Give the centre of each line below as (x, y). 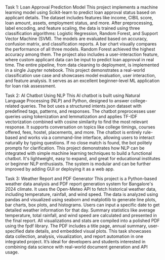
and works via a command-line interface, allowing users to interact (87, 137)
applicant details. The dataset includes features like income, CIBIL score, (79, 18)
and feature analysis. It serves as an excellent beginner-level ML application (82, 81)
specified (15, 231)
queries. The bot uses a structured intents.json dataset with (81, 106)
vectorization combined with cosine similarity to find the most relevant (77, 122)
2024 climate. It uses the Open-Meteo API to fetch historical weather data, (81, 189)
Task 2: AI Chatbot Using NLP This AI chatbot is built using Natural (73, 95)
